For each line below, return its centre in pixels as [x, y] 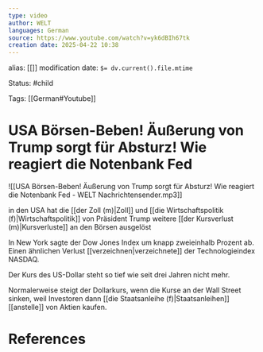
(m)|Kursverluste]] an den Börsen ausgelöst [80, 227]
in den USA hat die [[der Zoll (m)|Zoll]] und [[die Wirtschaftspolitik [116, 211]
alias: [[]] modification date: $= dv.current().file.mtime [101, 68]
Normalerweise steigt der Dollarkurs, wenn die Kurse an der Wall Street [125, 290]
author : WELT [30, 23]
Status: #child [31, 83]
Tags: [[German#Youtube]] [52, 99]
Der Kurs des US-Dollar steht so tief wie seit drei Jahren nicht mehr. [119, 275]
